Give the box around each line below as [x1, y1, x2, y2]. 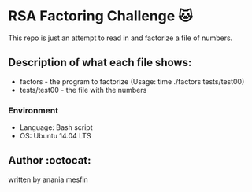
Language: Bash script [19, 123, 93, 132]
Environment [8, 105, 59, 116]
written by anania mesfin [8, 175, 88, 184]
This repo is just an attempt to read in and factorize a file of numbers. [8, 33, 233, 42]
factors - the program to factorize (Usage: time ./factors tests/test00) [19, 76, 245, 86]
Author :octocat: [8, 153, 92, 168]
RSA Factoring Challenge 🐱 [8, 7, 193, 25]
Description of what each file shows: [8, 56, 192, 69]
